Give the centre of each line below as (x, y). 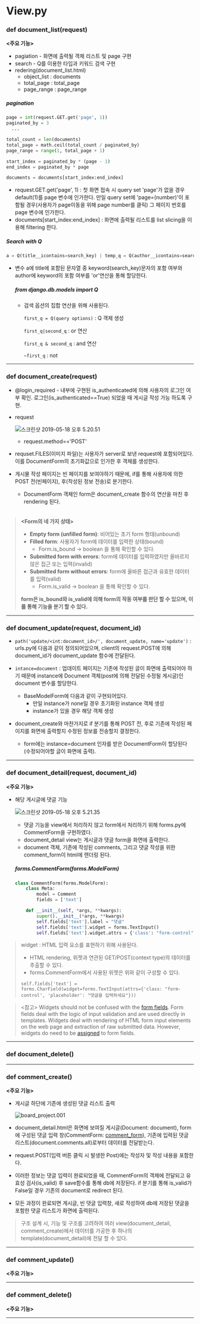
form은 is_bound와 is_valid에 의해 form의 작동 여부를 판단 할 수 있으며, (104, 599)
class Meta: (40, 889)
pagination (20, 103)
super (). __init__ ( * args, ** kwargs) (81, 916)
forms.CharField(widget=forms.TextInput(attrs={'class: (91, 989)
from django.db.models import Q (56, 289)
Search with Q (24, 241)
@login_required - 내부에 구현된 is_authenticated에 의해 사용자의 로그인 (100, 391)
